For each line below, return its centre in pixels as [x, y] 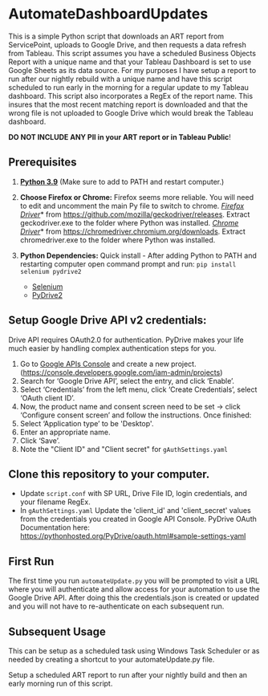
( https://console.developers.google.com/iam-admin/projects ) [121, 372]
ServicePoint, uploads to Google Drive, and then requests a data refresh [127, 44]
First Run [31, 562]
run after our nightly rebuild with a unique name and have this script [120, 79]
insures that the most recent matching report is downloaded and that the [128, 104]
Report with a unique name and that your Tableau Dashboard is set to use [130, 62]
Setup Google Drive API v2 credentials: [108, 321]
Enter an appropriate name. [65, 432]
